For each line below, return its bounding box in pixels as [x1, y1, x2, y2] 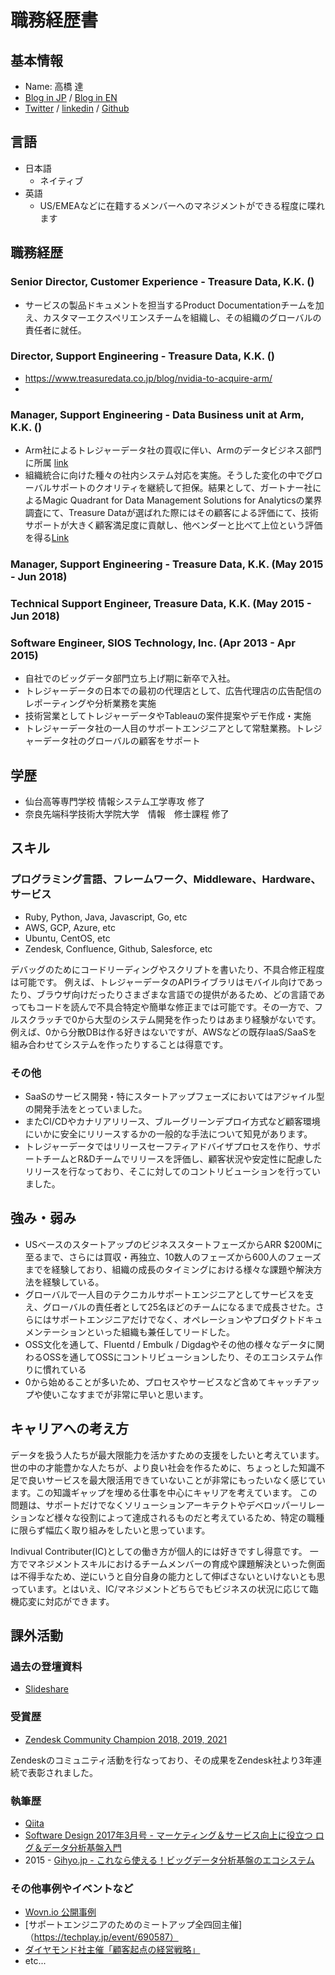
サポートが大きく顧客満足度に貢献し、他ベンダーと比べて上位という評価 [24, 519, 323, 531]
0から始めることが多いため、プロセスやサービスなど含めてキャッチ [24, 1376, 303, 1388]
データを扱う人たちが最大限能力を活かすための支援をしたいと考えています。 [10, 1449, 325, 1461]
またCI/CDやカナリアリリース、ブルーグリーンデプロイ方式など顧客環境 [24, 1116, 321, 1128]
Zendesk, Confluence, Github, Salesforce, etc [24, 942, 213, 955]
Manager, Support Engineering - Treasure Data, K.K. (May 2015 [10, 557, 324, 571]
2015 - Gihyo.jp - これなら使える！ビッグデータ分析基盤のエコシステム [24, 1854, 315, 1866]
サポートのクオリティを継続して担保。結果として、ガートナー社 [51, 482, 313, 494]
